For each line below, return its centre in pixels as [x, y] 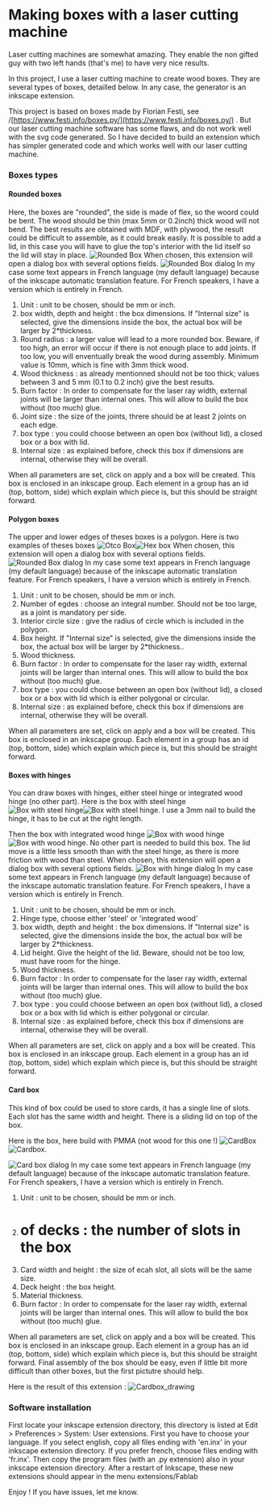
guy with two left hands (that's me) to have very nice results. [109, 63]
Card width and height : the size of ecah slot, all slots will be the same [136, 1269]
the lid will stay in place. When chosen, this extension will [131, 255]
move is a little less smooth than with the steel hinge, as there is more [124, 852]
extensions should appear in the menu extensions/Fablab [104, 1476]
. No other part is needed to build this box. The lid [168, 843]
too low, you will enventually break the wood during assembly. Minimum [139, 356]
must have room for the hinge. [70, 961]
